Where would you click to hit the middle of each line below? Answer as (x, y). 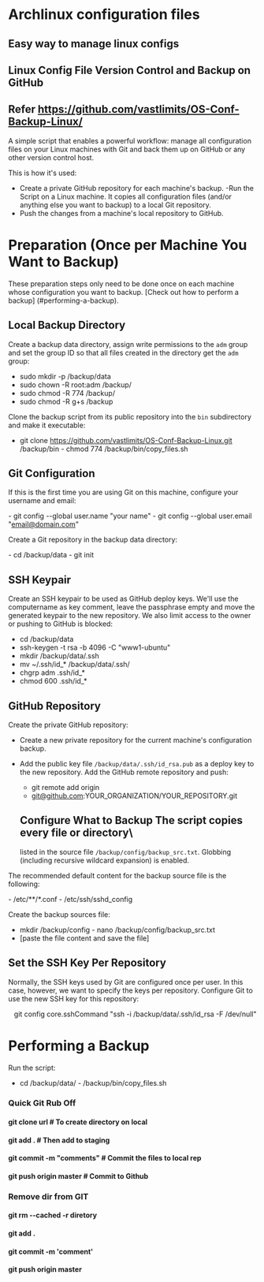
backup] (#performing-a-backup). (64, 300)
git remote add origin (65, 787)
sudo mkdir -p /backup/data (65, 376)
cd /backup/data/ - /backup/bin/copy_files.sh (93, 1083)
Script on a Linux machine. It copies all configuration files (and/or (126, 196)
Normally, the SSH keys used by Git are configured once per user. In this (126, 982)
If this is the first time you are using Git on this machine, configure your (123, 492)
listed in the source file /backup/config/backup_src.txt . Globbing (125, 852)
